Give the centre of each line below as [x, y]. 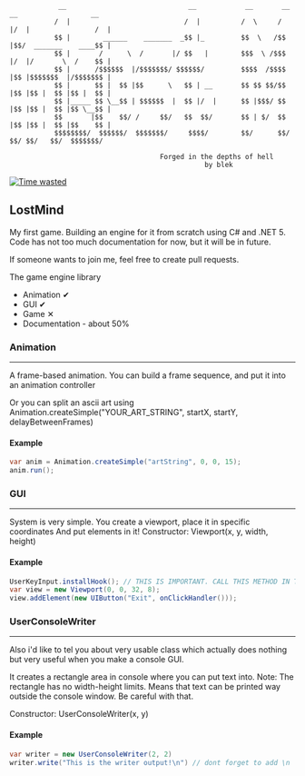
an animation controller [53, 385]
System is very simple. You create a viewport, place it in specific [130, 522]
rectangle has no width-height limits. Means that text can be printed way [145, 687]
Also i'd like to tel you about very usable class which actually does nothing [148, 650]
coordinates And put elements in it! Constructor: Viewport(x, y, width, [139, 532]
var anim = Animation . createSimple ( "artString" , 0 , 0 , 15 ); [126, 462]
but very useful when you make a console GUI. [97, 660]
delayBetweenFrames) [51, 422]
